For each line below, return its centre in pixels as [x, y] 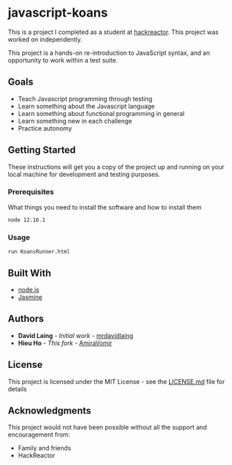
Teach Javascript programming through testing [85, 99]
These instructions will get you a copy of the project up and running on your [116, 167]
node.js [29, 289]
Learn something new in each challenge [75, 121]
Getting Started [42, 150]
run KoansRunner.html [39, 252]
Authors [26, 319]
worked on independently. [45, 39]
